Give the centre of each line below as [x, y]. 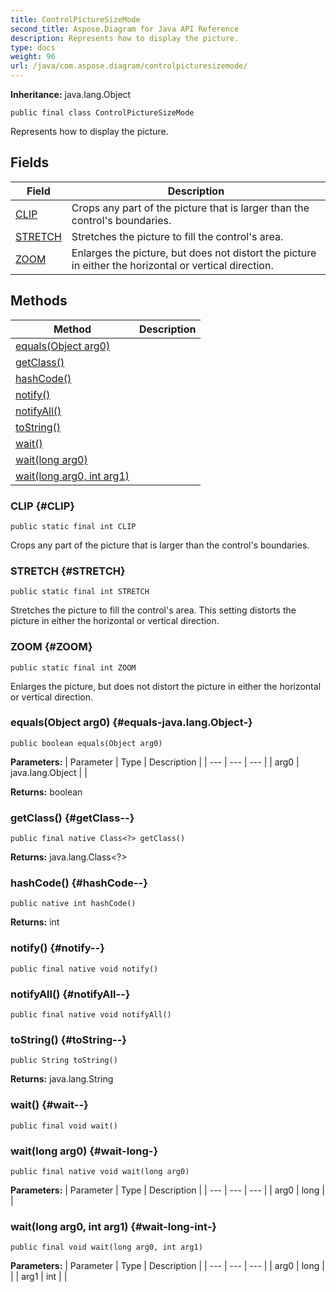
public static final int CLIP [73, 526]
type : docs [33, 47]
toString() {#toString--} [68, 1039]
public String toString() [64, 1061]
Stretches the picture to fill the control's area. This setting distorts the [153, 610]
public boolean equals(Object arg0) [86, 743]
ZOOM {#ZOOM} [51, 647]
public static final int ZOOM [73, 667]
